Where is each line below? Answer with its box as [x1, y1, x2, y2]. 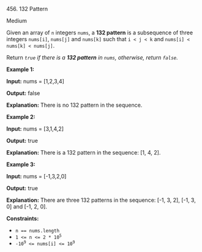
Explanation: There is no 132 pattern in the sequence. [6, 101, 143, 109]
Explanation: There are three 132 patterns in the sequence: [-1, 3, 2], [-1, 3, [6, 196, 196, 204]
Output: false [6, 90, 40, 97]
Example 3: [6, 161, 36, 168]
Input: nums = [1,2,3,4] [6, 78, 64, 85]
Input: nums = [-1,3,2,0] [6, 173, 67, 180]
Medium [6, 17, 28, 24]
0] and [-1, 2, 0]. [6, 203, 48, 210]
